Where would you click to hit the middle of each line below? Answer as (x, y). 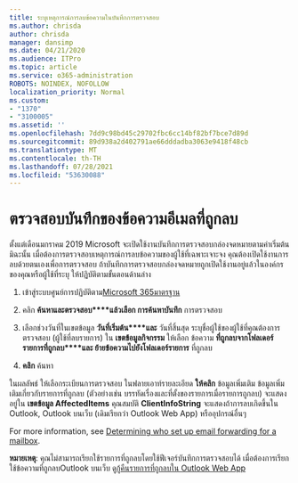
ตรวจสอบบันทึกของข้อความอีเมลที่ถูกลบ (124, 219)
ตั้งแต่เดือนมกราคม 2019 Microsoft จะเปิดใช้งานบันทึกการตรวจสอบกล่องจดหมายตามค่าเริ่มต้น (149, 244)
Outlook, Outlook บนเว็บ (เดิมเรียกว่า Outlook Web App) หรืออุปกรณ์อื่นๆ (128, 413)
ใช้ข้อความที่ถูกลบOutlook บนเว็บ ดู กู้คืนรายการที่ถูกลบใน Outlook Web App (128, 468)
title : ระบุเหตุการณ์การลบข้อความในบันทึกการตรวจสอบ (85, 17)
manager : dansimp (41, 42)
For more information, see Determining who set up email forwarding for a (143, 431)
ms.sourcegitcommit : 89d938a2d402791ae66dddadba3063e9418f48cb (129, 142)
